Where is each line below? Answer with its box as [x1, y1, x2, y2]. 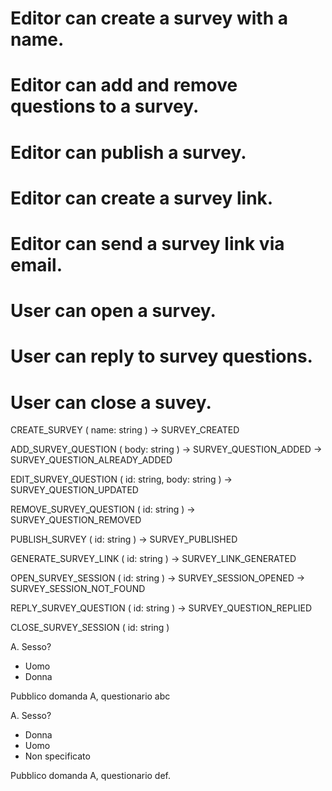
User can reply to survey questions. [10, 345, 313, 368]
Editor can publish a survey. [10, 141, 247, 164]
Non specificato [24, 750, 91, 762]
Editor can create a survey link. [10, 187, 274, 209]
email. [10, 253, 63, 276]
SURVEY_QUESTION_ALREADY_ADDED [10, 454, 173, 466]
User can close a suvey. [10, 391, 212, 414]
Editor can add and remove [10, 74, 238, 97]
